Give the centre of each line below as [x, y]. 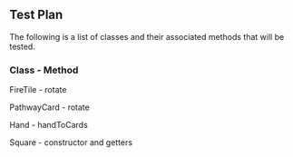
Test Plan [36, 15]
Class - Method [44, 70]
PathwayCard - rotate [50, 107]
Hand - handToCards [49, 125]
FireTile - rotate [38, 90]
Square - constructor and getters [71, 142]
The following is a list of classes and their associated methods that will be [147, 36]
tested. [23, 46]
